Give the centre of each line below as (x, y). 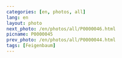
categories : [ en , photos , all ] (46, 12)
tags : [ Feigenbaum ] (31, 46)
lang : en (17, 18)
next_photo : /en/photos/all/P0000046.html (61, 29)
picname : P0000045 (30, 34)
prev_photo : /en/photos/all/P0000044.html (61, 40)
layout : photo (24, 23)
